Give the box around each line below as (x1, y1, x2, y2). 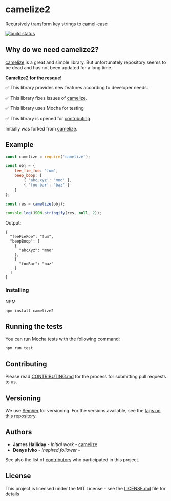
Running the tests (5, 322, 63, 331)
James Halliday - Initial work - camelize (12, 441, 98, 448)
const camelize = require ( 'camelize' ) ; (5, 154, 91, 159)
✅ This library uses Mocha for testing (5, 105, 84, 111)
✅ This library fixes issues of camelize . (5, 95, 88, 101)
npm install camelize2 (5, 308, 54, 313)
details (5, 491, 19, 497)
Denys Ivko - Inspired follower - (12, 447, 80, 453)
